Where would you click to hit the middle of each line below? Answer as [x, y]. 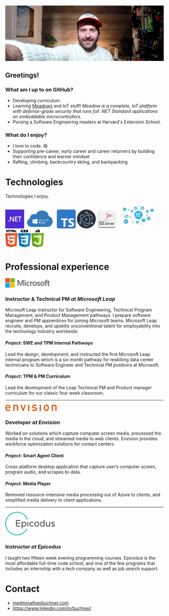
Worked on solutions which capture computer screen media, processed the [83, 433]
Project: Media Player [28, 484]
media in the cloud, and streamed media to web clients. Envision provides [81, 439]
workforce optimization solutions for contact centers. [60, 444]
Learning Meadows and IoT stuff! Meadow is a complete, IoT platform [85, 106]
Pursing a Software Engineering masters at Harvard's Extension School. [87, 122]
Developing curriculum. [37, 100]
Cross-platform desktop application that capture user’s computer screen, [81, 467]
